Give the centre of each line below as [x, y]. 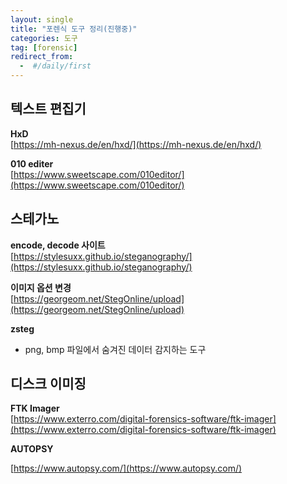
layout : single [42, 19]
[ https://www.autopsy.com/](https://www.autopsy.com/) [126, 468]
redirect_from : [42, 57]
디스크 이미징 [48, 384]
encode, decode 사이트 [58, 245]
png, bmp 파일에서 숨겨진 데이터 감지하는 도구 [115, 349]
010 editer [32, 163]
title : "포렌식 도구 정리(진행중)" [74, 29]
